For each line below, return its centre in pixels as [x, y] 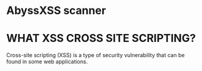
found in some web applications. [47, 62]
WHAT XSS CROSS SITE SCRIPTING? [101, 39]
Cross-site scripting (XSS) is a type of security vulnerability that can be [96, 55]
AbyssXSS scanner [56, 11]
